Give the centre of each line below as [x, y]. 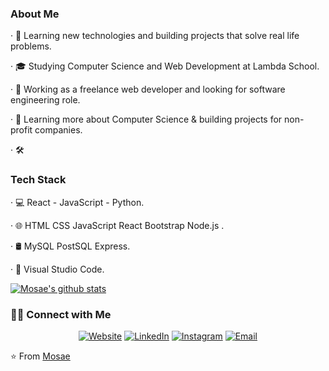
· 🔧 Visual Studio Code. [57, 269]
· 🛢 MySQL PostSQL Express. [70, 246]
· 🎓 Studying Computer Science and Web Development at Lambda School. [165, 66]
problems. [31, 46]
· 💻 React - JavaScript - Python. [77, 202]
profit [21, 130]
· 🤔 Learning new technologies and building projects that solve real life [155, 36]
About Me [35, 14]
